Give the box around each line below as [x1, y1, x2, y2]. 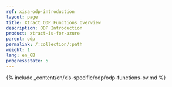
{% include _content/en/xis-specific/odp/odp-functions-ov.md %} [6, 74, 166, 81]
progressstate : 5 [6, 58, 49, 63]
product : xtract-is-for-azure [6, 31, 80, 36]
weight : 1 [6, 47, 31, 53]
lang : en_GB [6, 52, 35, 58]
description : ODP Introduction [6, 25, 83, 31]
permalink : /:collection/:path [6, 42, 83, 48]
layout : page [6, 14, 38, 20]
